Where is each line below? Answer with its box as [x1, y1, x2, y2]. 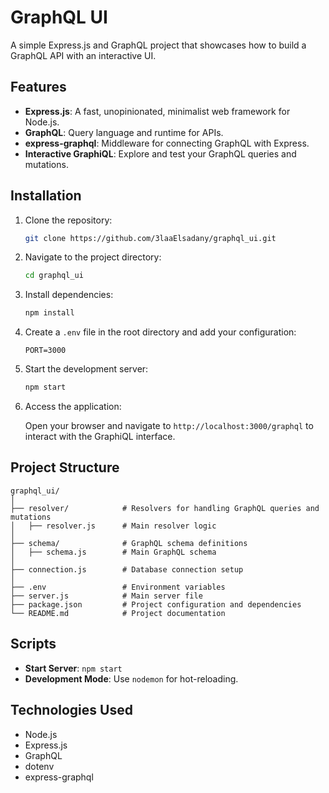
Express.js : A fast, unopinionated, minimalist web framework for [24, 105, 291, 117]
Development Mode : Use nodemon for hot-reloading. [24, 672, 239, 685]
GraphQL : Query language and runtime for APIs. [24, 126, 224, 138]
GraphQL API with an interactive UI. [10, 49, 157, 61]
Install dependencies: [24, 289, 114, 301]
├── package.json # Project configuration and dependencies [10, 599, 302, 610]
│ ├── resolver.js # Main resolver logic [10, 521, 217, 531]
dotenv [24, 760, 55, 772]
